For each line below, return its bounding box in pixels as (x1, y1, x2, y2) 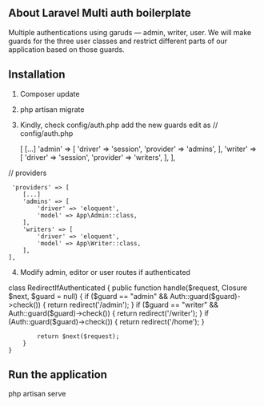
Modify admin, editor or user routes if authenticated (19, 267, 190, 277)
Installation (8, 68, 66, 82)
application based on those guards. (8, 44, 126, 54)
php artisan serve (8, 389, 66, 399)
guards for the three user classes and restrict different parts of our (8, 36, 228, 46)
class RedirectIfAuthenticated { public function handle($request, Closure (8, 283, 248, 293)
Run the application (8, 368, 108, 382)
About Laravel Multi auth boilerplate (8, 6, 191, 20)
